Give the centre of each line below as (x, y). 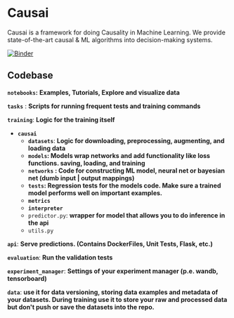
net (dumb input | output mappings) (81, 178)
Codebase (31, 75)
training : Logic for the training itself (61, 119)
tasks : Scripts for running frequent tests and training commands (104, 106)
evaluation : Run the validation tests (60, 257)
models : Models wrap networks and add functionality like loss (119, 155)
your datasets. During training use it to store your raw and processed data (117, 299)
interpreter (45, 208)
